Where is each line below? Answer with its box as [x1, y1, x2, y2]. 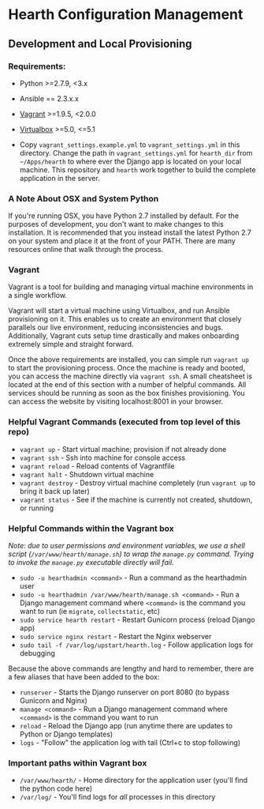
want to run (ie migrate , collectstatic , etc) [19, 607, 160, 616]
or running [19, 503, 54, 513]
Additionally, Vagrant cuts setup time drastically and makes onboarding [8, 331, 240, 341]
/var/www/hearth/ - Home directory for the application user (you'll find [19, 776, 248, 785]
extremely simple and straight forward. [8, 340, 134, 349]
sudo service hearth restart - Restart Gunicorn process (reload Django [19, 615, 255, 625]
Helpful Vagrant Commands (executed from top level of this [8, 416, 241, 427]
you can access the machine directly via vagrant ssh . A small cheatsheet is [8, 371, 253, 381]
